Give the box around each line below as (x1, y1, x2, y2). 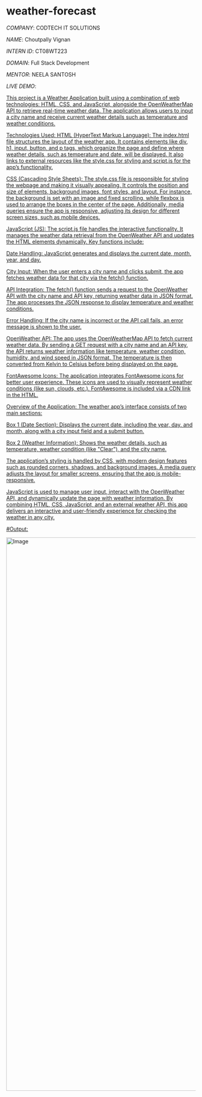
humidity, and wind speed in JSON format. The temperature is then (6, 354, 173, 361)
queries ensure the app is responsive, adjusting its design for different (6, 207, 180, 214)
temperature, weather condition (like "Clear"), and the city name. (6, 445, 167, 452)
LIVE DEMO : (6, 83, 37, 90)
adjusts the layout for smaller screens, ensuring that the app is (6, 470, 161, 477)
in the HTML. (6, 391, 38, 398)
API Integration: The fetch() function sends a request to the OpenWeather (6, 286, 188, 293)
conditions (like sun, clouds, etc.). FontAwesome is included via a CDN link (6, 384, 191, 392)
